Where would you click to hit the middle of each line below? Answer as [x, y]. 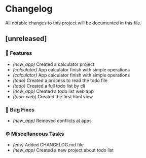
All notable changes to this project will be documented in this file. [74, 23]
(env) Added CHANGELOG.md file [48, 145]
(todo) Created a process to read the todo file [60, 80]
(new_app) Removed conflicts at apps [52, 121]
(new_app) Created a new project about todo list [63, 150]
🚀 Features [19, 53]
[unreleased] [26, 39]
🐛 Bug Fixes [20, 109]
